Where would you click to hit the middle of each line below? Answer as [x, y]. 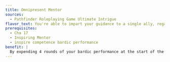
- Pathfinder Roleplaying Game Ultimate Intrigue [63, 19]
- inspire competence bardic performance [54, 42]
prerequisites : [21, 28]
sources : [14, 14]
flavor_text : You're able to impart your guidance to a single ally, [80, 24]
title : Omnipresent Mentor [34, 10]
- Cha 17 [19, 33]
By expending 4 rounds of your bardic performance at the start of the [87, 51]
